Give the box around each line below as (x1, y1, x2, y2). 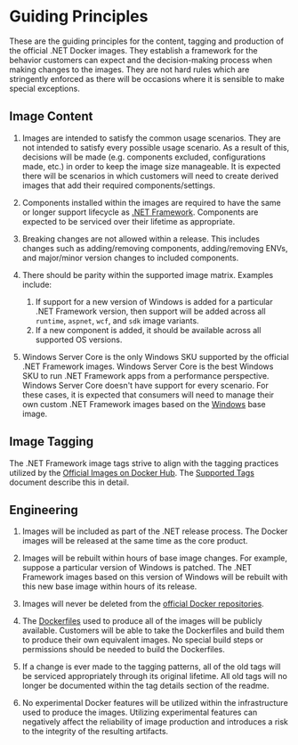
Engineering (9, 502, 78, 518)
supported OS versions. (35, 334, 123, 345)
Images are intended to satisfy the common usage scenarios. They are (21, 132, 281, 143)
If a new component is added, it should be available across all (35, 324, 262, 335)
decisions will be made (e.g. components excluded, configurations (21, 151, 266, 162)
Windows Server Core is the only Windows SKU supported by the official (21, 351, 289, 362)
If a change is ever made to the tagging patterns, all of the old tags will (21, 661, 281, 672)
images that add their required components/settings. (21, 180, 215, 191)
